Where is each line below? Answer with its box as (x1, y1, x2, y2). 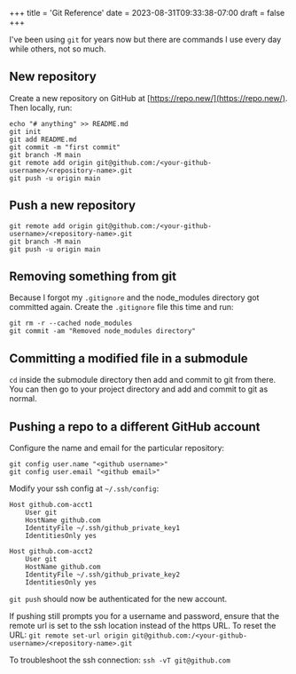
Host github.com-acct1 (9, 501, 93, 510)
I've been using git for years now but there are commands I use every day (9, 35, 282, 44)
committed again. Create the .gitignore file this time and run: (9, 302, 234, 313)
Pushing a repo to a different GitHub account (9, 419, 261, 434)
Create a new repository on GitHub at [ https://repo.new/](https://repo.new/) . (9, 92, 288, 103)
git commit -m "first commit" (9, 142, 121, 152)
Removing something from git (9, 269, 177, 284)
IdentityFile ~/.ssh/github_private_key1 (25, 524, 180, 533)
